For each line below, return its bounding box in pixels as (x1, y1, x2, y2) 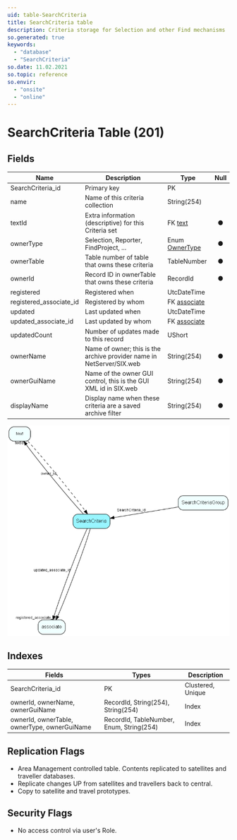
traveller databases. (17, 771, 75, 780)
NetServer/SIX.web (85, 359, 141, 367)
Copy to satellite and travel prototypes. (17, 786, 130, 795)
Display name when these (85, 394, 160, 403)
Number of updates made (85, 327, 160, 336)
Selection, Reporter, (85, 235, 142, 244)
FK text (167, 218, 188, 227)
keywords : (7, 41, 37, 49)
